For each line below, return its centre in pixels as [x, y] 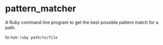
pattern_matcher [41, 9]
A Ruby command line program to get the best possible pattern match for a [82, 22]
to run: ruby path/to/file [32, 37]
